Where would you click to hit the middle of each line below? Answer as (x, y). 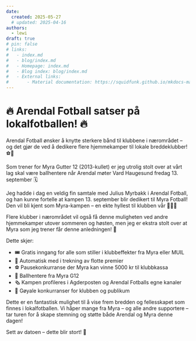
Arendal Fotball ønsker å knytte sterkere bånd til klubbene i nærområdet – (94, 140)
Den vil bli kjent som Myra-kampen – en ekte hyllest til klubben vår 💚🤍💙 (92, 205)
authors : (17, 28)
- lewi (19, 33)
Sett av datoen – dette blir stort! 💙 (46, 332)
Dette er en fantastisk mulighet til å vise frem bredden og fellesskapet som (96, 302)
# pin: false (22, 44)
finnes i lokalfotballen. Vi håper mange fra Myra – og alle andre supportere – (97, 308)
